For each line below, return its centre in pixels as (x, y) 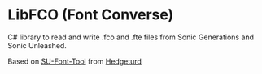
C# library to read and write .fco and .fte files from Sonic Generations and (131, 37)
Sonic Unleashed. (37, 45)
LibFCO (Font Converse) (91, 15)
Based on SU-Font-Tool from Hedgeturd (74, 61)
